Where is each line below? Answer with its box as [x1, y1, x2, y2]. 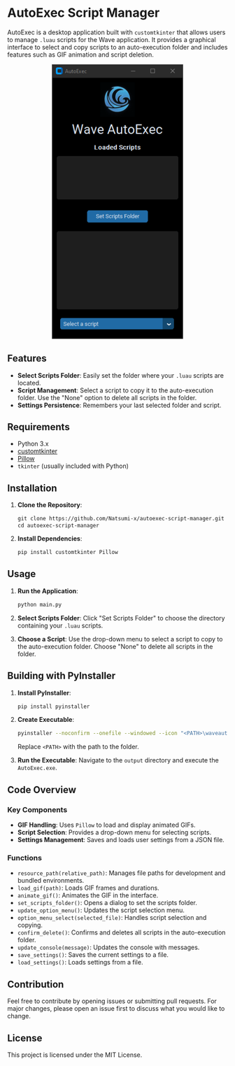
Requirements [7, 421, 70, 433]
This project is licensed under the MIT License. [7, 1051, 143, 1059]
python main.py [17, 601, 62, 608]
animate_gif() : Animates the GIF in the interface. [17, 891, 159, 900]
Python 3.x [17, 439, 49, 448]
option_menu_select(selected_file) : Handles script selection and [17, 914, 207, 922]
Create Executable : [17, 716, 75, 724]
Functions [7, 853, 42, 862]
